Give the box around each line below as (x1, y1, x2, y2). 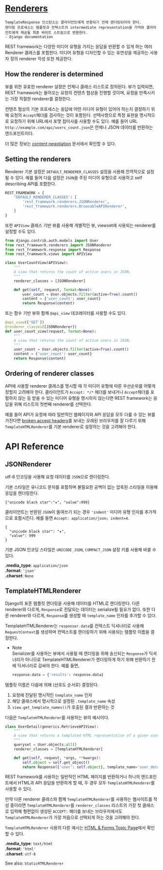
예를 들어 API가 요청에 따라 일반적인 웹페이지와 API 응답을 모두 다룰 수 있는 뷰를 (5, 411, 156, 417)
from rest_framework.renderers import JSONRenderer (5, 242, 112, 248)
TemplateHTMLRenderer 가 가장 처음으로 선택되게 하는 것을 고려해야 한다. (5, 815, 141, 820)
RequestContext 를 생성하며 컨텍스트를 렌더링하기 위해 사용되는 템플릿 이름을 (5, 629, 149, 634)
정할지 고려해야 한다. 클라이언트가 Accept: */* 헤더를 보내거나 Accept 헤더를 (5, 389, 149, 395)
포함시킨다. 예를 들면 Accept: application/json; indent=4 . (14, 515, 130, 521)
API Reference (5, 441, 64, 452)
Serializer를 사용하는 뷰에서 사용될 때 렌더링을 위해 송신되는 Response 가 (12, 650, 148, 656)
